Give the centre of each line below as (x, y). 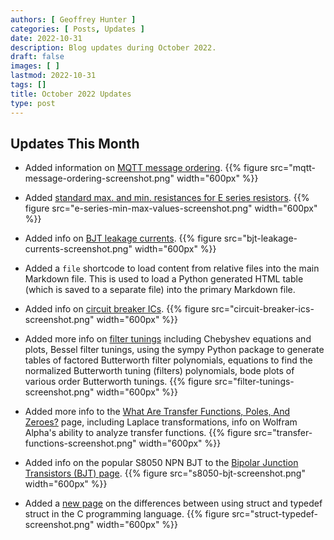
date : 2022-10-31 (46, 38)
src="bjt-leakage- (260, 238)
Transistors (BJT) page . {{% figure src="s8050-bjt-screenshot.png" (165, 473)
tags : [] (28, 85)
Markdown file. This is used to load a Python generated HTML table (164, 279)
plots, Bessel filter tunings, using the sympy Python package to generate (174, 350)
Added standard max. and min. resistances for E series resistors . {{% (167, 198)
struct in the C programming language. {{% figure (127, 514)
